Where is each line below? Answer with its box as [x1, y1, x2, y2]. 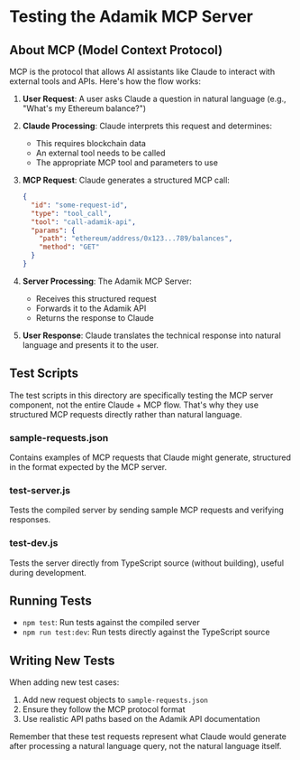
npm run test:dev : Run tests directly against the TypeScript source [22, 626, 270, 638]
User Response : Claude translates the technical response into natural [22, 330, 281, 341]
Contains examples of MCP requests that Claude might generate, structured [9, 452, 291, 463]
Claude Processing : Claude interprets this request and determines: [22, 120, 273, 131]
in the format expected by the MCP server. [9, 461, 168, 472]
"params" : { [31, 226, 76, 235]
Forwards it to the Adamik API [35, 303, 147, 314]
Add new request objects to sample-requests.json [22, 694, 209, 706]
